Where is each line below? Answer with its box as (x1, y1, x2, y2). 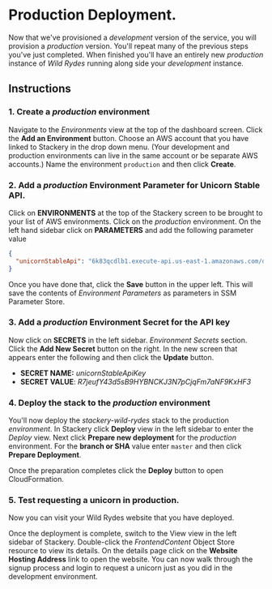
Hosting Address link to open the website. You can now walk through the (8, 554, 253, 565)
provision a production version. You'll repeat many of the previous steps (8, 41, 249, 50)
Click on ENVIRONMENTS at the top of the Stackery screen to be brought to (8, 208, 263, 217)
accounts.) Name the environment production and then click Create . (8, 159, 236, 169)
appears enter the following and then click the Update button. (8, 352, 215, 362)
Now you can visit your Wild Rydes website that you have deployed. (8, 513, 235, 522)
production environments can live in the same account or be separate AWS (8, 150, 258, 160)
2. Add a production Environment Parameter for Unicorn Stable (8, 179, 261, 191)
